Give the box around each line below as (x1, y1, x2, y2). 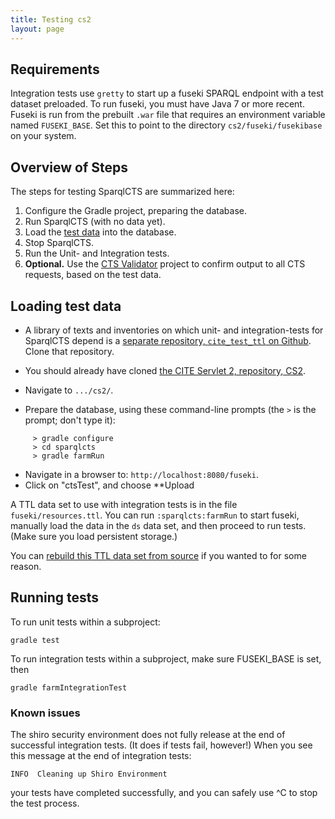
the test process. (10, 797, 80, 810)
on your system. (10, 130, 77, 142)
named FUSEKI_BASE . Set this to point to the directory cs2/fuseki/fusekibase (10, 119, 323, 131)
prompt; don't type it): (24, 414, 116, 426)
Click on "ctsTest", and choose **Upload (24, 479, 195, 491)
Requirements (10, 61, 100, 78)
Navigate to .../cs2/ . (24, 384, 114, 396)
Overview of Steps (10, 159, 129, 176)
